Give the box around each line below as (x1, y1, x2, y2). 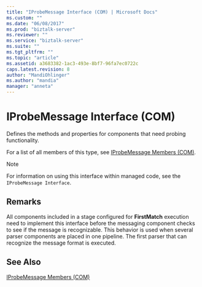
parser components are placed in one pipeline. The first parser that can (6, 232, 187, 240)
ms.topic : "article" (6, 55, 60, 61)
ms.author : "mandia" (6, 77, 60, 84)
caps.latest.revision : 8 (6, 66, 70, 73)
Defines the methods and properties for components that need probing (6, 130, 186, 137)
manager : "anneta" (6, 84, 53, 90)
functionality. (6, 136, 40, 144)
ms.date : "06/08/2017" (6, 20, 64, 26)
